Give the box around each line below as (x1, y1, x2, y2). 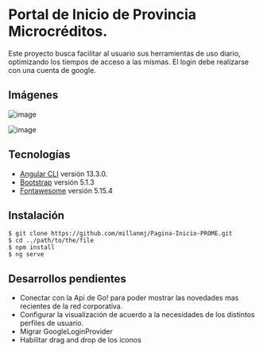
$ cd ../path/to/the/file (8, 236, 94, 245)
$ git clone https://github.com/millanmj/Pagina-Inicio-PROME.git (8, 230, 233, 238)
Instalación (8, 209, 65, 222)
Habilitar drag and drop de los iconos (19, 335, 141, 345)
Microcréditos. (8, 22, 108, 40)
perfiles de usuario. (19, 319, 84, 328)
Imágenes (8, 89, 59, 102)
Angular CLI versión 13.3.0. (19, 169, 108, 178)
